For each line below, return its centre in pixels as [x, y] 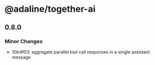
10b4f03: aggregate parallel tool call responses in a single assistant [81, 52]
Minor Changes [24, 41]
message [21, 57]
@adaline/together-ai [50, 9]
